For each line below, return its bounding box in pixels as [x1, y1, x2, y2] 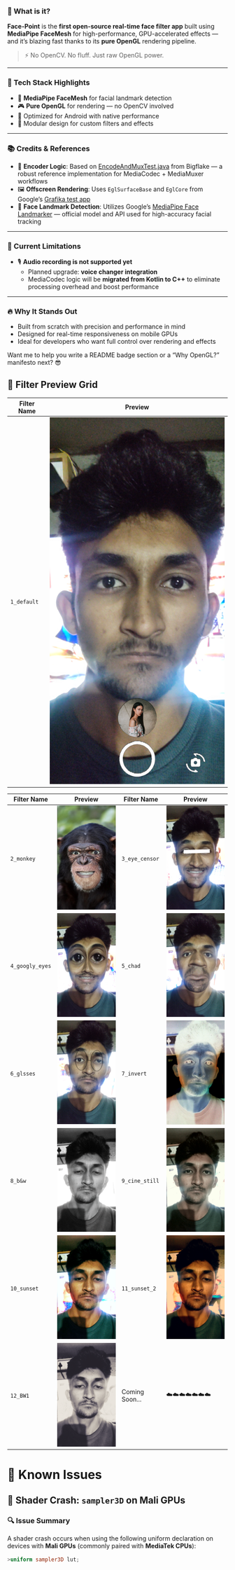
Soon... [121, 1395, 142, 1403]
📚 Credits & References [7, 144, 90, 153]
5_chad [121, 963, 141, 970]
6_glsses [10, 1070, 36, 1077]
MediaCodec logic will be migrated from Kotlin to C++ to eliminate [27, 275, 220, 284]
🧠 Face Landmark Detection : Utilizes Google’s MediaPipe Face [17, 202, 199, 211]
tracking [17, 217, 42, 225]
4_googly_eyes [10, 963, 52, 970]
